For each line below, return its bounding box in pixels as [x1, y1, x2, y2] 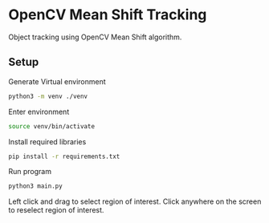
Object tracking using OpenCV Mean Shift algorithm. [8, 32, 182, 42]
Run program [8, 167, 52, 176]
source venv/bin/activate [8, 122, 95, 130]
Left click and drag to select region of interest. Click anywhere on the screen [8, 197, 262, 206]
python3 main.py [8, 182, 63, 190]
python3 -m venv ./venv [8, 92, 88, 100]
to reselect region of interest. [8, 205, 104, 215]
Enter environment [8, 107, 70, 116]
